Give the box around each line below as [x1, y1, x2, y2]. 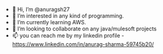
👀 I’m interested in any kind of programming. [12, 12, 124, 19]
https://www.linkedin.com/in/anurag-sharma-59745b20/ [12, 41, 154, 48]
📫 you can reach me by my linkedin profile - [12, 32, 125, 39]
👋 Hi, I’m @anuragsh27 [12, 6, 70, 13]
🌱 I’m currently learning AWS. [12, 19, 87, 25]
